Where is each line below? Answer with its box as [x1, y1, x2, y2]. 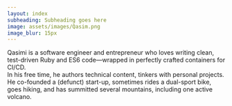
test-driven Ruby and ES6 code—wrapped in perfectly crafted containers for [7, 56, 226, 64]
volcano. [7, 93, 33, 101]
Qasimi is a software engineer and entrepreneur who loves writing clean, [7, 48, 215, 57]
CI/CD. [7, 63, 26, 71]
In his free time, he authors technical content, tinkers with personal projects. [7, 71, 224, 79]
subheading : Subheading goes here [7, 17, 107, 24]
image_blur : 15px [7, 29, 57, 37]
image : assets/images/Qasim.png [7, 23, 100, 30]
